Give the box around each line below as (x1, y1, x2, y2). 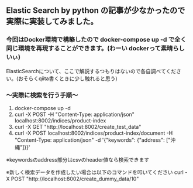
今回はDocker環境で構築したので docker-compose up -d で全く (6, 36, 187, 44)
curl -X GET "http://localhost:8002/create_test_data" (14, 123, 142, 130)
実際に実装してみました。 (6, 16, 98, 26)
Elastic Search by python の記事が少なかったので (6, 5, 185, 16)
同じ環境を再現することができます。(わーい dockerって (6, 45, 161, 53)
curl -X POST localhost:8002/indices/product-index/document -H (14, 129, 173, 136)
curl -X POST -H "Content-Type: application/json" (14, 111, 135, 118)
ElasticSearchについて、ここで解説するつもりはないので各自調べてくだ (6, 67, 177, 74)
